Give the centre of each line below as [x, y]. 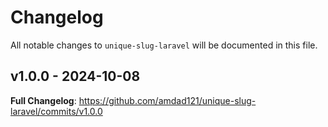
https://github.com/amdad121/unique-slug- [167, 100]
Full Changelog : [43, 100]
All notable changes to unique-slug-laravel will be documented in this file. [164, 45]
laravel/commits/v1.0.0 [56, 111]
